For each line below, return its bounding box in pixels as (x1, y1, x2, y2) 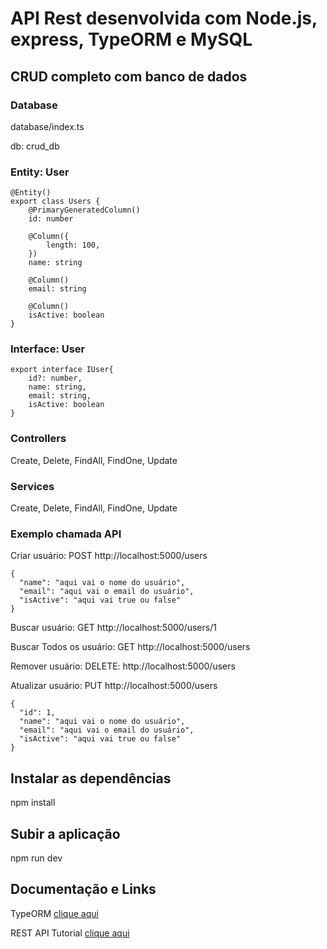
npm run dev (10, 852, 63, 864)
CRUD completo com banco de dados (10, 68, 248, 85)
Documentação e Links (10, 881, 157, 898)
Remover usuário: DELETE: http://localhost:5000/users (10, 660, 236, 672)
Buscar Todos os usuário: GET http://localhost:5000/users (10, 641, 251, 653)
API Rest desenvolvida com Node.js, (10, 7, 318, 30)
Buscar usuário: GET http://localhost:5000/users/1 (10, 622, 217, 634)
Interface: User (10, 342, 86, 356)
